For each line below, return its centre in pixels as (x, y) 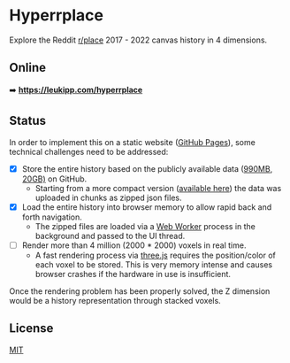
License (31, 328)
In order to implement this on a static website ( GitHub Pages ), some (133, 142)
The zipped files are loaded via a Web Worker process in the (145, 226)
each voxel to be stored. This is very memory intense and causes (153, 264)
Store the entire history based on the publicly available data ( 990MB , (147, 168)
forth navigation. (52, 217)
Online (28, 68)
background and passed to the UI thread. (110, 236)
